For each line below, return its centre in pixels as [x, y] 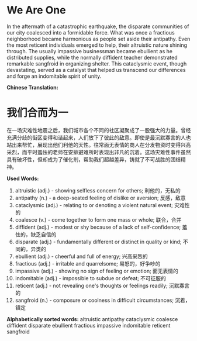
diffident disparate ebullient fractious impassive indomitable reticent [89, 325]
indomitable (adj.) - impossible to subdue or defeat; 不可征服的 [90, 278]
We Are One [36, 10]
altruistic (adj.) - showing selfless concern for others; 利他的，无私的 [98, 190]
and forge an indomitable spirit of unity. [54, 76]
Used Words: [23, 178]
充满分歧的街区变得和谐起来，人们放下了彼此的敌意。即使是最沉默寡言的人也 [99, 137]
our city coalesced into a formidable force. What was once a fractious [91, 32]
